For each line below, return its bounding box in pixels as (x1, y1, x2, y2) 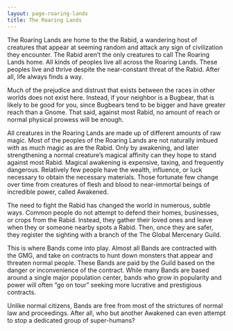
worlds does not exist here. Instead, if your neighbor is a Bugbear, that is (7, 93, 215, 101)
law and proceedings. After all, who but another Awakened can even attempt (7, 309, 226, 317)
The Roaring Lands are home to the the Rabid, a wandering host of (7, 35, 198, 44)
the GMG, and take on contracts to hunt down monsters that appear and (7, 251, 214, 260)
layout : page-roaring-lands (7, 10, 89, 17)
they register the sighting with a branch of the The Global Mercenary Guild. (7, 230, 222, 239)
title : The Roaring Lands (7, 17, 82, 24)
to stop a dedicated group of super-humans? (7, 316, 135, 324)
